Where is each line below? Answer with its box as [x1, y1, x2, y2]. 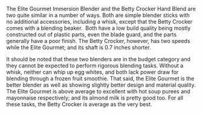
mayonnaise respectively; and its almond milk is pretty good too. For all [6, 94, 183, 101]
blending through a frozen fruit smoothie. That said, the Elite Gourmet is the [6, 75, 195, 82]
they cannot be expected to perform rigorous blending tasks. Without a [6, 62, 183, 69]
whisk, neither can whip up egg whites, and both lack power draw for [6, 69, 179, 75]
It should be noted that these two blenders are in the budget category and [6, 56, 191, 62]
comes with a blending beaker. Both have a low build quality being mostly [6, 24, 191, 32]
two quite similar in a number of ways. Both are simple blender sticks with [6, 12, 190, 19]
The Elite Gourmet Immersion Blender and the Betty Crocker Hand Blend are [6, 5, 196, 12]
